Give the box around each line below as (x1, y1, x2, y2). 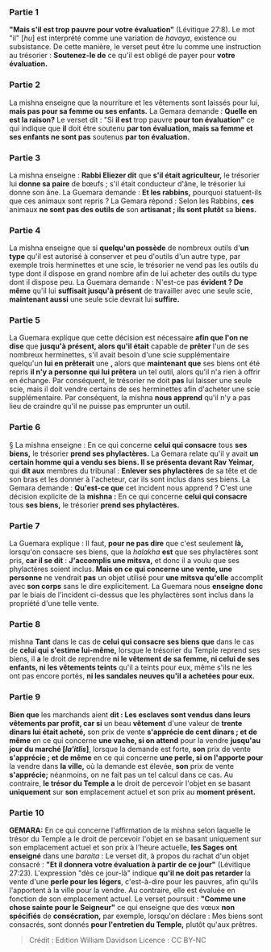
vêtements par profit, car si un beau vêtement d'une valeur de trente (9, 718, 243, 728)
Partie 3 (9, 152, 41, 163)
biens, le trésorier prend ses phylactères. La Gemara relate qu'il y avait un (9, 449, 259, 458)
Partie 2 (9, 79, 41, 90)
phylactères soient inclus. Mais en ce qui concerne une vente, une (9, 564, 233, 574)
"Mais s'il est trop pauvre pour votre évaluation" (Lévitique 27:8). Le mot (9, 25, 256, 35)
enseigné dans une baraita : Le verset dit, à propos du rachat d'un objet (9, 850, 249, 861)
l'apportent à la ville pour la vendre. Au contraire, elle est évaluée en (9, 885, 236, 895)
